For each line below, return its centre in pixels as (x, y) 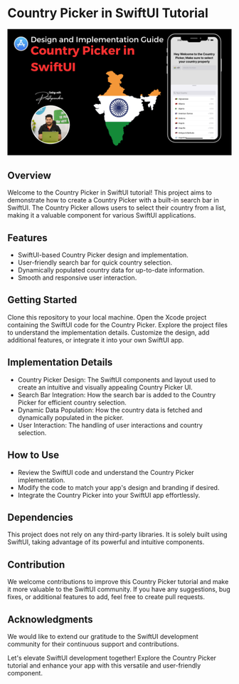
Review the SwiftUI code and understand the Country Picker (106, 472)
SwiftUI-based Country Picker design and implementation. (103, 255)
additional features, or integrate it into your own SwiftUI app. (96, 340)
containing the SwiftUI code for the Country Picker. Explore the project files (117, 325)
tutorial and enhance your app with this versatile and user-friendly (104, 665)
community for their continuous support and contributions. (93, 644)
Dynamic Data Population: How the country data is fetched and (110, 410)
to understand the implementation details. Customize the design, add (108, 332)
